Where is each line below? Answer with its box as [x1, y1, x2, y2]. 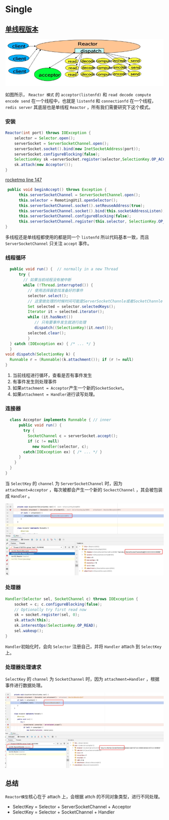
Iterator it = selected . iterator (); [27, 309, 105, 314]
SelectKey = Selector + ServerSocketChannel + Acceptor [12, 803, 132, 809]
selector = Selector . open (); [14, 135, 75, 141]
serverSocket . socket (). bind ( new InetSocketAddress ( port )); [14, 146, 141, 151]
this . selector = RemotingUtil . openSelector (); [18, 198, 118, 203]
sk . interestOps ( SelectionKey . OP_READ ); [14, 623, 98, 628]
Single [5, 4, 33, 15]
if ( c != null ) [27, 439, 59, 444]
